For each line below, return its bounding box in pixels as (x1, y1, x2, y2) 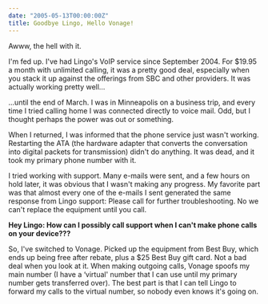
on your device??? (8, 228, 71, 238)
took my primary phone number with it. (8, 155, 137, 164)
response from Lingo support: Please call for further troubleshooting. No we (8, 196, 259, 206)
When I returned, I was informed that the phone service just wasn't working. (8, 129, 259, 140)
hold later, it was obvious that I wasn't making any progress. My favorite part (8, 179, 261, 188)
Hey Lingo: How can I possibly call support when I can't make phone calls (8, 220, 258, 230)
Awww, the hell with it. (8, 41, 82, 50)
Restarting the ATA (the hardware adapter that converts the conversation (8, 138, 248, 148)
